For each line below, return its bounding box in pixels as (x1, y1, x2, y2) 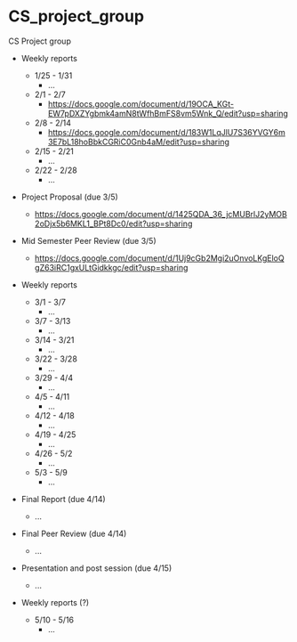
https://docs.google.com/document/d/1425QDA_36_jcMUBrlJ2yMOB (34, 208, 288, 219)
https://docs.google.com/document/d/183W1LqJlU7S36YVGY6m (47, 126, 286, 137)
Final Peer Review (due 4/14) (20, 528, 127, 539)
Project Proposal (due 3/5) (20, 191, 119, 202)
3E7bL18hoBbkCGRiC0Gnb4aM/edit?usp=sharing (47, 136, 230, 147)
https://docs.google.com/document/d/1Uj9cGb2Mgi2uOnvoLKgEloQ (34, 252, 285, 264)
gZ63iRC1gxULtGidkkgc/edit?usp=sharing (34, 262, 189, 272)
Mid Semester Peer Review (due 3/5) (20, 235, 157, 246)
